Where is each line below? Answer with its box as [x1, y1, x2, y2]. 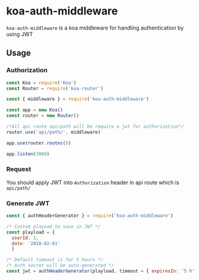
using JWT [6, 30, 33, 37]
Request [6, 165, 31, 173]
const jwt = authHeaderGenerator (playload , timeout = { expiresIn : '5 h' [6, 268, 195, 275]
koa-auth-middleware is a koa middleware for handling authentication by [6, 24, 184, 31]
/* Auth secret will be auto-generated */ [6, 263, 114, 269]
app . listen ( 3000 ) [6, 151, 50, 157]
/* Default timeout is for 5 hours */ [6, 257, 103, 263]
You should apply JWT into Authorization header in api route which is [6, 179, 179, 186]
